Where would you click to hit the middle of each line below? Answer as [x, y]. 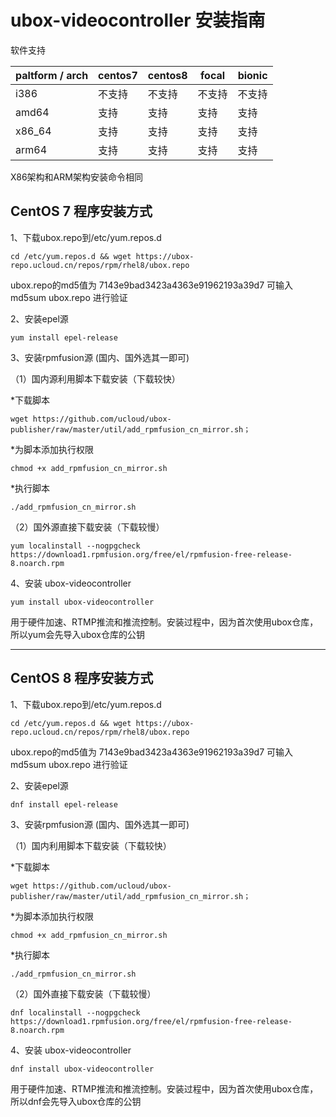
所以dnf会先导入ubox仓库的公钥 [76, 1101]
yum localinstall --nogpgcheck [75, 546]
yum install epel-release [64, 337]
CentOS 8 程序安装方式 [82, 678]
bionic [252, 75]
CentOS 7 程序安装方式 [81, 211]
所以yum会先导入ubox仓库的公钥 [77, 634]
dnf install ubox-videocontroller [82, 1069]
